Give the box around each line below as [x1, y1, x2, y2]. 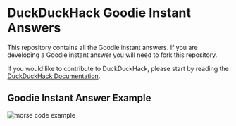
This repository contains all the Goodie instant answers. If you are [7, 43, 199, 51]
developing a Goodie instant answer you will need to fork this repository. [7, 51, 218, 59]
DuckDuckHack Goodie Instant [7, 5, 192, 21]
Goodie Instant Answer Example [7, 92, 151, 104]
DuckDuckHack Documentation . [7, 72, 101, 80]
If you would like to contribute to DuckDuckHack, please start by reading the [7, 64, 229, 73]
